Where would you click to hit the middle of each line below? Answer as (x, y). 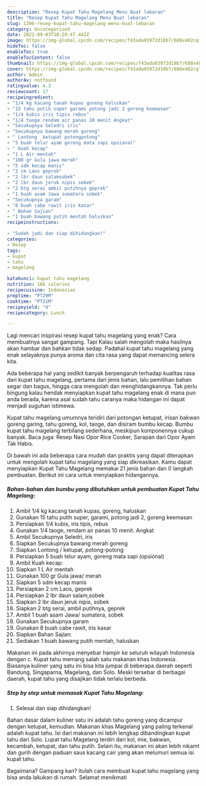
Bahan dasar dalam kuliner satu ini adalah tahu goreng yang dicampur (95, 720)
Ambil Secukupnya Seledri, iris (54, 537)
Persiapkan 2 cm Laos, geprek (54, 589)
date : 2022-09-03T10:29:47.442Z (48, 35)
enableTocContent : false (39, 57)
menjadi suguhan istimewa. (41, 406)
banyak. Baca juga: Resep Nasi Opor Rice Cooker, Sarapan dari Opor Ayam (101, 437)
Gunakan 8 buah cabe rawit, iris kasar (64, 628)
